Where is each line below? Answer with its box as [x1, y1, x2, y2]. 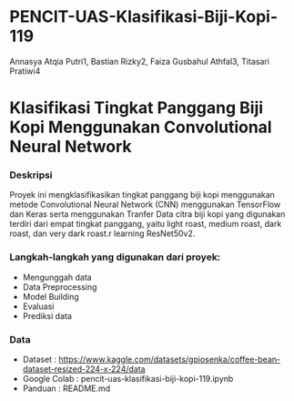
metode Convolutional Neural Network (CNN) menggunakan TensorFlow [9, 199, 281, 211]
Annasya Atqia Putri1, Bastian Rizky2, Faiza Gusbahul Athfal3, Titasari [9, 56, 270, 67]
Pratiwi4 [9, 66, 41, 77]
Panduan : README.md [22, 383, 111, 394]
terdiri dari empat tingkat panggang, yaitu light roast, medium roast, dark [9, 219, 282, 230]
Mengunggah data [22, 272, 93, 283]
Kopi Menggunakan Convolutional [9, 117, 272, 138]
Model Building [22, 291, 79, 302]
